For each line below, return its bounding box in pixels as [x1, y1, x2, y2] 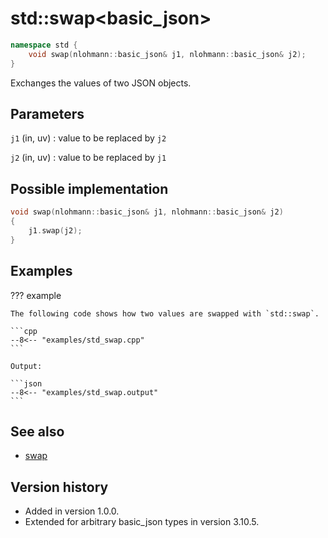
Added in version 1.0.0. [24, 505, 120, 517]
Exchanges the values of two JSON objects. [10, 77, 192, 89]
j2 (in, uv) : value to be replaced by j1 [10, 152, 167, 164]
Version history [10, 478, 109, 496]
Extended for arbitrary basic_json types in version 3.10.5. [24, 516, 260, 528]
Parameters [10, 105, 85, 122]
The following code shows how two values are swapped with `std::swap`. [10, 308, 320, 319]
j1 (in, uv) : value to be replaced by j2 [10, 132, 167, 144]
